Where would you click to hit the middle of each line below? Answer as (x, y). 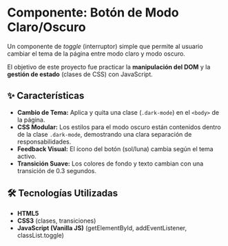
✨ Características (46, 96)
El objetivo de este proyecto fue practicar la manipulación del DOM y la (109, 67)
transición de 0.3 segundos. (57, 170)
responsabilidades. (44, 142)
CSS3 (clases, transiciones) (56, 221)
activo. (27, 156)
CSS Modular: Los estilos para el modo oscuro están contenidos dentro (119, 127)
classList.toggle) (40, 235)
